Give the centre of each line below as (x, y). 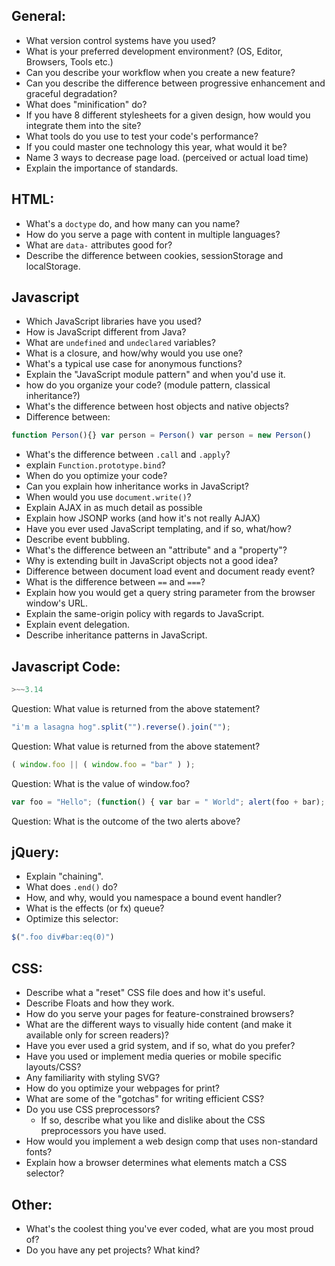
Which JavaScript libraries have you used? (113, 321)
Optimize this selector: (72, 919)
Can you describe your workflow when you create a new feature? (160, 72)
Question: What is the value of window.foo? (101, 783)
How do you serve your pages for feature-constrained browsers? (160, 1014)
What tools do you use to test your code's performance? (142, 136)
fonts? (39, 1152)
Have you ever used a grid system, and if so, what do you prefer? (160, 1046)
